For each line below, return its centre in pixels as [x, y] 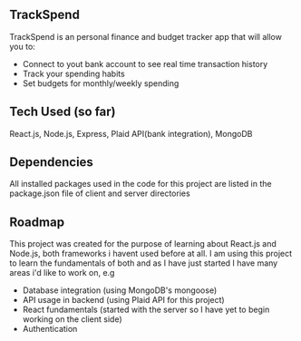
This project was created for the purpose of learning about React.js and [143, 244]
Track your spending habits [73, 73]
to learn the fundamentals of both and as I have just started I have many [144, 263]
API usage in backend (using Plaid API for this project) [123, 300]
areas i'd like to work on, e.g [62, 273]
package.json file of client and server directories [100, 193]
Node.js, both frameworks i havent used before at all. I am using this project [151, 254]
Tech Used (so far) [63, 112]
